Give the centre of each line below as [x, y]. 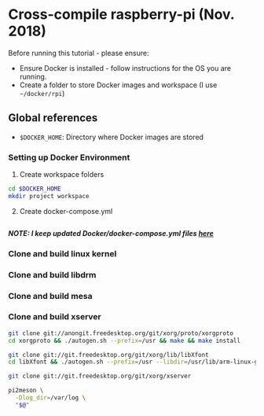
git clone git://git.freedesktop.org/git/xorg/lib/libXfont [109, 355]
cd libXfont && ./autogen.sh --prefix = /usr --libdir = [98, 362]
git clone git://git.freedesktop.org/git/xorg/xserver [100, 376]
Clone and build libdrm [52, 274]
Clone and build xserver [55, 317]
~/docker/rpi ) [42, 93]
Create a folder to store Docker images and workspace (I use [118, 85]
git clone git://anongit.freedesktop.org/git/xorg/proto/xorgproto [121, 333]
